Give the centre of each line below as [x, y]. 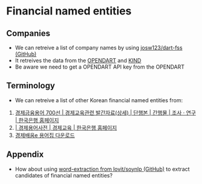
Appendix [25, 155]
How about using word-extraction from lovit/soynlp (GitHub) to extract [102, 169]
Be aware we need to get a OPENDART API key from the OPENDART [100, 67]
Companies [28, 33]
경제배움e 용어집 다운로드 [45, 135]
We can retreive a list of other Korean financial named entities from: [99, 100]
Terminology [31, 86]
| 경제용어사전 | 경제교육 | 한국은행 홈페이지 [66, 127]
